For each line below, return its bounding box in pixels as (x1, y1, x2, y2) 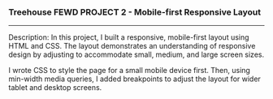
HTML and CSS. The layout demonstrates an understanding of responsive (8, 41, 256, 51)
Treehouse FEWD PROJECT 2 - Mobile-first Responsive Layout (8, 6, 262, 18)
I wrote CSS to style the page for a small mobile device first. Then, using (8, 66, 250, 75)
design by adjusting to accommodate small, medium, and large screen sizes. (8, 49, 265, 59)
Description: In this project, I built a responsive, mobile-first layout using (8, 32, 249, 42)
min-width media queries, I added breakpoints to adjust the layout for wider (8, 74, 262, 84)
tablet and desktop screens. (8, 83, 102, 93)
